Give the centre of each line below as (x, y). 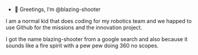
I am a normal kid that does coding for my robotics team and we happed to (99, 21)
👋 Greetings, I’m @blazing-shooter (58, 9)
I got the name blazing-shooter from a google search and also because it (97, 39)
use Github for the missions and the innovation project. (74, 27)
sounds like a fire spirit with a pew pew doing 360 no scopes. (82, 46)
